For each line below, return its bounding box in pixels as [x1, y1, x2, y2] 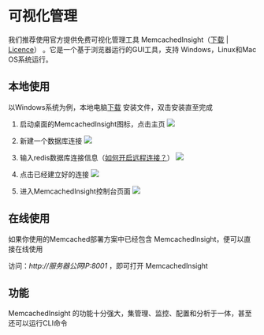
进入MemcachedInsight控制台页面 [19, 186, 132, 196]
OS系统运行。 [8, 55, 53, 64]
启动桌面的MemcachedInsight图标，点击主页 [19, 119, 165, 129]
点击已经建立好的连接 [19, 169, 89, 179]
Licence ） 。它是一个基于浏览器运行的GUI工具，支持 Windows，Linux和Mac [8, 44, 257, 54]
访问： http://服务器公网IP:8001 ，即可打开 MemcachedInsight [8, 261, 209, 270]
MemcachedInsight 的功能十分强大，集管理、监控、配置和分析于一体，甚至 [8, 309, 252, 318]
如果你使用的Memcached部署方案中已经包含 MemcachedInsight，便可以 [8, 234, 244, 243]
